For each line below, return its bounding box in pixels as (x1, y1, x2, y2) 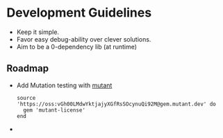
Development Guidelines (6, 5, 152, 21)
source (16, 94, 36, 101)
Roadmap (6, 62, 49, 74)
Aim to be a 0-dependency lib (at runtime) (16, 42, 137, 51)
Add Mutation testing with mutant (16, 81, 113, 89)
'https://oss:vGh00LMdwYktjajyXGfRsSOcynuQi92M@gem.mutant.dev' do (16, 101, 216, 107)
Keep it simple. (16, 28, 60, 36)
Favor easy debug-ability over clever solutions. (16, 35, 151, 43)
